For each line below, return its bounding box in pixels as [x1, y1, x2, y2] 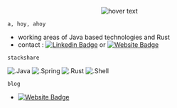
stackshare [7, 54, 40, 61]
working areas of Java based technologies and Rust [17, 33, 171, 41]
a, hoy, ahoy [7, 21, 46, 28]
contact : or [17, 40, 106, 49]
